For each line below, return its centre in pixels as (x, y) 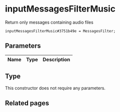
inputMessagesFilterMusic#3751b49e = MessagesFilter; (60, 31)
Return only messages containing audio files (49, 22)
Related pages (27, 103)
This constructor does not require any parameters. (55, 88)
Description (56, 59)
